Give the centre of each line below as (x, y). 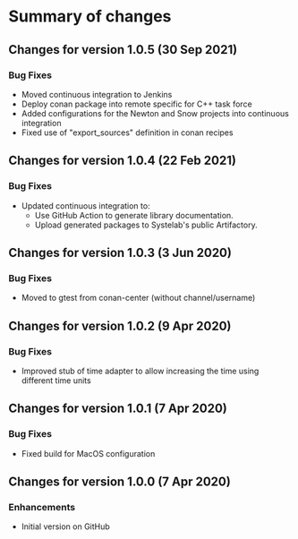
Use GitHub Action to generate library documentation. (134, 215)
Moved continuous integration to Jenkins (97, 94)
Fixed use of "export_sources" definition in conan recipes (127, 133)
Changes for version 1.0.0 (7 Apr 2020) (120, 482)
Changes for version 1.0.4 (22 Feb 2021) (122, 161)
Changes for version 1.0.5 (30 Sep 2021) (123, 50)
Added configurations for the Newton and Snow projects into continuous (155, 113)
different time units (56, 380)
